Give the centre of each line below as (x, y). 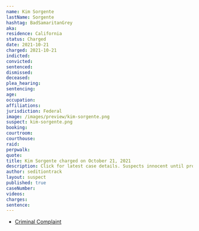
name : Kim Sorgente (30, 12)
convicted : (20, 61)
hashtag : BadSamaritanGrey (39, 23)
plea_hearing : (24, 84)
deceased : (18, 78)
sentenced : (20, 67)
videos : (16, 194)
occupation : (21, 100)
